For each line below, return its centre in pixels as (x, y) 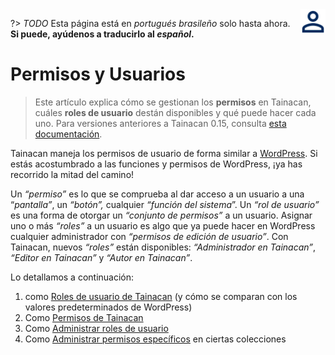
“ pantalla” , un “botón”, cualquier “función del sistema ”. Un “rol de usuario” (165, 204)
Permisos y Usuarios (98, 74)
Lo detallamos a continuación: (72, 277)
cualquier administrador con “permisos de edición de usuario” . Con (149, 236)
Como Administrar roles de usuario (96, 328)
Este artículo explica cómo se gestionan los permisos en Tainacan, (173, 102)
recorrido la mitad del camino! (72, 174)
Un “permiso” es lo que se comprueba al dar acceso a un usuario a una (157, 194)
